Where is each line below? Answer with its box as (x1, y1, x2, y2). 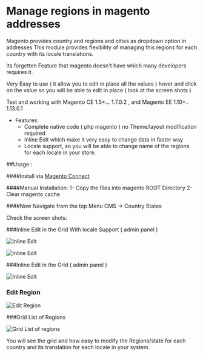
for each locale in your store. (24, 149, 96, 156)
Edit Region (6, 288, 41, 296)
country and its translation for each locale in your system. (6, 344, 150, 351)
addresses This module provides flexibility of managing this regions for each (6, 44, 198, 51)
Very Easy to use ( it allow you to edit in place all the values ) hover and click (6, 80, 197, 87)
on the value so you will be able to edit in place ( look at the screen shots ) (6, 86, 192, 93)
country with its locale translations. (6, 50, 94, 57)
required (24, 129, 45, 137)
